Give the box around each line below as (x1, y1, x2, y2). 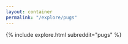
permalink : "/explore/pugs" (6, 14, 78, 20)
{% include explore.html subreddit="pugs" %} (6, 31, 122, 38)
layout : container (6, 8, 53, 15)
